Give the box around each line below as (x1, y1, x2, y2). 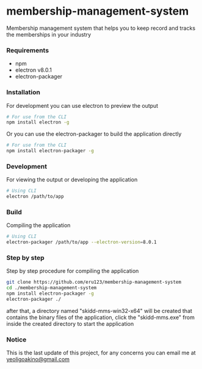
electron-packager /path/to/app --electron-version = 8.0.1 (6, 239, 157, 245)
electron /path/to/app (6, 194, 64, 200)
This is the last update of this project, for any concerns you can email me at (6, 349, 197, 357)
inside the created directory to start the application (6, 320, 134, 327)
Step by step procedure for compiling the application (6, 267, 139, 275)
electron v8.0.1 (15, 66, 52, 74)
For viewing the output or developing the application (6, 176, 138, 183)
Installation (6, 88, 41, 97)
